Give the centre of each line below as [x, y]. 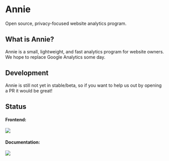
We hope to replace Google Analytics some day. [55, 57]
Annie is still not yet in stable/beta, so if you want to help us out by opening [83, 85]
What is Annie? [30, 39]
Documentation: [23, 142]
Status [16, 106]
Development [27, 73]
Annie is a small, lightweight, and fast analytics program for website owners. [85, 51]
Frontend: [16, 119]
